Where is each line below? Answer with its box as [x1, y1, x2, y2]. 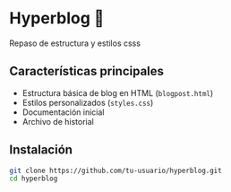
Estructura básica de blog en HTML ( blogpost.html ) [21, 87, 214, 98]
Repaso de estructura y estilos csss [9, 38, 141, 48]
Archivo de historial [21, 116, 94, 127]
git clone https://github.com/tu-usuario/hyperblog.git [9, 166, 222, 175]
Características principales [9, 64, 164, 79]
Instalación [9, 143, 73, 158]
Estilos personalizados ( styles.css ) [21, 97, 154, 108]
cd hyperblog [9, 174, 58, 183]
